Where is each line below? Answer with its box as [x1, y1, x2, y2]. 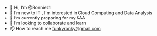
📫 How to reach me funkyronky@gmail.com [9, 26, 101, 31]
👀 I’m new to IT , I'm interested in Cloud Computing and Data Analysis [9, 10, 153, 16]
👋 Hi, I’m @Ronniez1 [9, 5, 51, 10]
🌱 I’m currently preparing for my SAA [9, 15, 86, 20]
